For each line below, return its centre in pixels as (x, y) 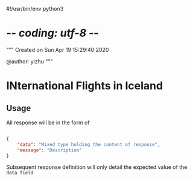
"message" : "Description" (50, 150)
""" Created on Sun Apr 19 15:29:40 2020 (58, 49)
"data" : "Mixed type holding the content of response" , (89, 144)
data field (20, 173)
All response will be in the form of (48, 122)
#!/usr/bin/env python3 (35, 9)
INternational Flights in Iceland (85, 86)
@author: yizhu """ (30, 61)
